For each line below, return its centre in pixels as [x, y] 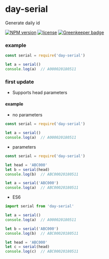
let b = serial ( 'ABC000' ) [32, 229]
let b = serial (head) [27, 169]
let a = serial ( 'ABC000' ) [32, 183]
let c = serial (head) [27, 247]
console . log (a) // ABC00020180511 [42, 188]
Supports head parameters [40, 93]
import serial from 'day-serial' [40, 207]
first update [20, 82]
